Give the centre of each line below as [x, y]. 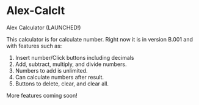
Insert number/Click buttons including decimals [74, 57]
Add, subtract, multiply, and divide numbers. [71, 64]
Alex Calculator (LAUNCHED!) [44, 27]
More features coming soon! [42, 95]
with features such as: [34, 46]
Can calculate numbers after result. [60, 77]
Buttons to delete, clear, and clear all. [62, 84]
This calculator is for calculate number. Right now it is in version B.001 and [100, 39]
